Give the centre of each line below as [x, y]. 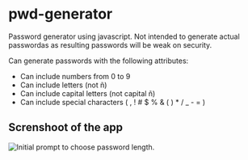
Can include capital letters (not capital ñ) [88, 93]
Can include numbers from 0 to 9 [75, 76]
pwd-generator [61, 14]
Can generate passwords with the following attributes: [99, 61]
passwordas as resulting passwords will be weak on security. [110, 44]
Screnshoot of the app [66, 127]
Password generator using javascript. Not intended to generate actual [124, 36]
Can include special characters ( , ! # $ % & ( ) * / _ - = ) [113, 102]
